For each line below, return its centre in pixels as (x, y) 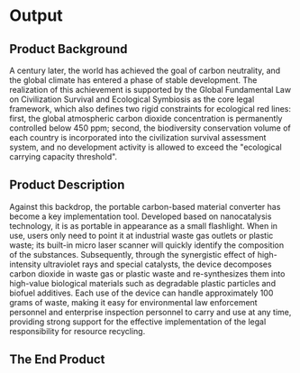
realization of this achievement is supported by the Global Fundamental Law (150, 90)
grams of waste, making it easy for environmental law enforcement (134, 302)
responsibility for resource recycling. (77, 331)
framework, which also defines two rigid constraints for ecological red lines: (150, 109)
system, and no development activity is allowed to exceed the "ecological (145, 147)
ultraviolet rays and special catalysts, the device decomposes (157, 264)
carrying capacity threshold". (64, 157)
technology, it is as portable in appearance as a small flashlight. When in (143, 225)
